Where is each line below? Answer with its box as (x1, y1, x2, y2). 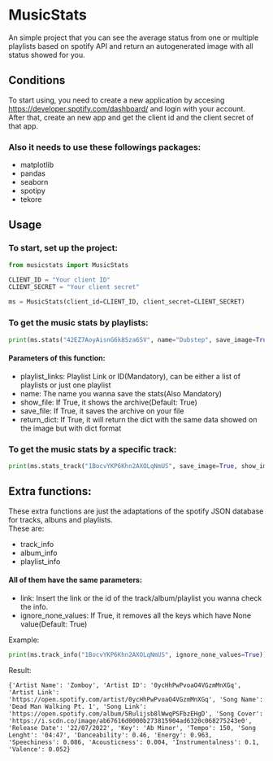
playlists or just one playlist (19, 380, 111, 390)
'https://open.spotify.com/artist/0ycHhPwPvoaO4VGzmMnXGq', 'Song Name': (8, 695, 264, 703)
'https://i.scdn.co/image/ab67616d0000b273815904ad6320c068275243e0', (8, 716, 253, 725)
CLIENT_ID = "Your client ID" (8, 275, 111, 284)
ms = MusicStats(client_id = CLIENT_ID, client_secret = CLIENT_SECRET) (8, 298, 245, 306)
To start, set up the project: (8, 243, 118, 254)
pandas (19, 168, 46, 178)
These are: (8, 523, 45, 533)
